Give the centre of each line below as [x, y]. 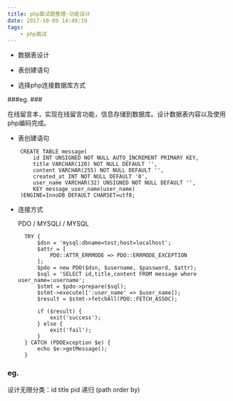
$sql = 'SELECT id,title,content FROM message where [117, 274]
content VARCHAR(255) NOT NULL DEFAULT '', [98, 171]
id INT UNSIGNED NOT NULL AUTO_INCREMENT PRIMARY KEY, [116, 158]
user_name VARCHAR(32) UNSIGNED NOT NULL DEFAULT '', [114, 183]
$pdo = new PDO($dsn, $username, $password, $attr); [117, 268]
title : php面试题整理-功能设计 [49, 14]
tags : [15, 27]
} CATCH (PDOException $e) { [68, 343]
